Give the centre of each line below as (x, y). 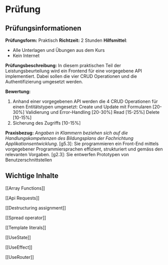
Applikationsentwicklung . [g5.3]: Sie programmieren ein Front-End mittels (82, 144)
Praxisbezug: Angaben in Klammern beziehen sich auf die (67, 133)
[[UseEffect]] (19, 247)
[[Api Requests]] (22, 198)
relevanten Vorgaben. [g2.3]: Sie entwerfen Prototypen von (67, 154)
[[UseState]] (18, 237)
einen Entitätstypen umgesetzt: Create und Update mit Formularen (82, 107)
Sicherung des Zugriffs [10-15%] (47, 123)
